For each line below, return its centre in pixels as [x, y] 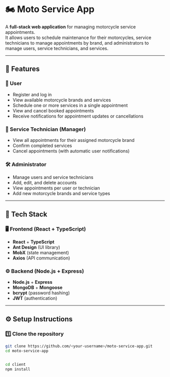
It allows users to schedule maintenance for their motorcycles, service [78, 37]
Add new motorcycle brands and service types [61, 194]
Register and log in [32, 94]
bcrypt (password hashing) [41, 293]
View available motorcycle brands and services [62, 100]
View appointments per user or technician [56, 188]
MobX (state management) [41, 252]
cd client [16, 364]
